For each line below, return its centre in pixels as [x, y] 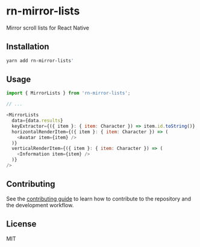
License [21, 224]
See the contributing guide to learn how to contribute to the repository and [99, 199]
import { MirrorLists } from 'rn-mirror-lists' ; [68, 93]
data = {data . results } [37, 121]
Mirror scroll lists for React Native [48, 28]
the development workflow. [40, 205]
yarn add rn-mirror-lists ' [40, 61]
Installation [28, 47]
